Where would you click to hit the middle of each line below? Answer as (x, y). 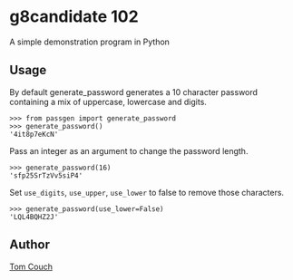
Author (29, 245)
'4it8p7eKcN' (34, 134)
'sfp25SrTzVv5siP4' (46, 175)
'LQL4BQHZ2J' (34, 217)
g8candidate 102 (74, 17)
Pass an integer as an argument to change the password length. (129, 150)
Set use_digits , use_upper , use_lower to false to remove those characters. (146, 192)
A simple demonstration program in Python (90, 42)
